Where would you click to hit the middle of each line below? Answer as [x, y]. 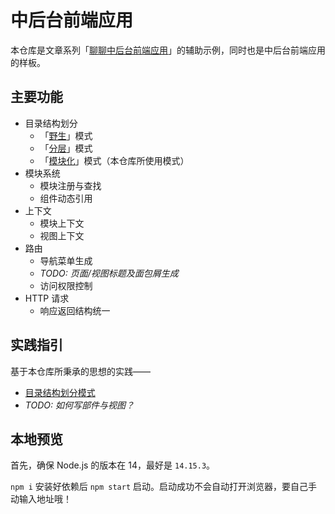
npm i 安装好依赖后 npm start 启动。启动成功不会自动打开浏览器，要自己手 [164, 487]
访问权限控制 [66, 285]
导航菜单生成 [66, 260]
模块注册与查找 [70, 185]
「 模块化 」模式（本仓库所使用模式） [114, 160]
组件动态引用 [66, 198]
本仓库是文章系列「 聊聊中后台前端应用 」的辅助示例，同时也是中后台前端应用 [168, 50]
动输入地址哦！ [41, 499]
